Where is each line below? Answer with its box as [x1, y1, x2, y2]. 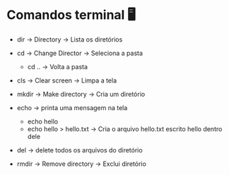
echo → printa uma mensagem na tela [16, 103, 128, 111]
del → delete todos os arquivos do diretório [16, 145, 143, 154]
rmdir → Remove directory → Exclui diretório [16, 159, 146, 168]
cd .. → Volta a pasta [27, 62, 88, 71]
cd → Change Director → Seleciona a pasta [16, 49, 143, 57]
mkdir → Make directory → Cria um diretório [16, 90, 146, 98]
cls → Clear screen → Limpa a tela [16, 76, 117, 85]
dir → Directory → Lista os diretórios [16, 35, 123, 44]
